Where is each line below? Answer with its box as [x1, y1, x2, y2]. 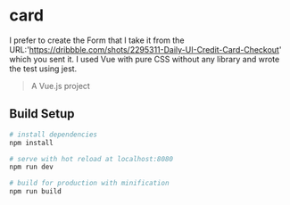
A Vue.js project [30, 80, 91, 91]
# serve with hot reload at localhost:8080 [9, 154, 174, 163]
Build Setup [9, 106, 75, 121]
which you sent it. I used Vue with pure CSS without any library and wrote [9, 53, 280, 64]
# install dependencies [9, 130, 98, 139]
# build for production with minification [9, 179, 170, 188]
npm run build [9, 187, 62, 196]
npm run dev [9, 162, 54, 172]
